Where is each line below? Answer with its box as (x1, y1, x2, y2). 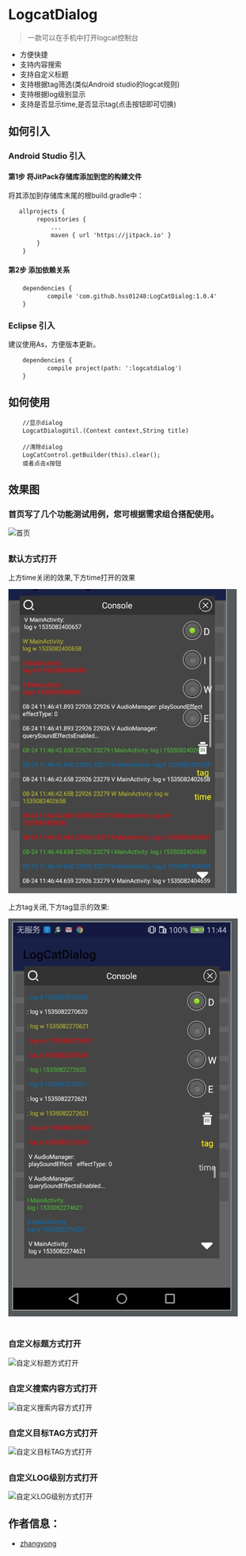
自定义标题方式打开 (8, 1338, 81, 1350)
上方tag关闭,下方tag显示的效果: (8, 903, 110, 912)
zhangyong (19, 1539, 57, 1548)
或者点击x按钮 (22, 459, 62, 468)
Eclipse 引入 (8, 320, 55, 331)
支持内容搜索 (19, 60, 62, 69)
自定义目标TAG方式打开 (8, 1427, 98, 1439)
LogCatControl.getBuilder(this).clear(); (22, 451, 161, 459)
